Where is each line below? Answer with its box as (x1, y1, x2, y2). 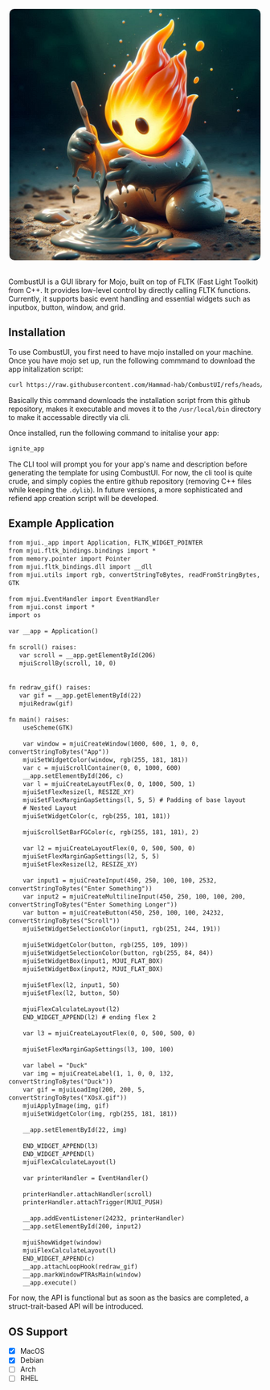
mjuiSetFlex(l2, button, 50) (22, 989, 121, 997)
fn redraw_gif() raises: (8, 684, 92, 692)
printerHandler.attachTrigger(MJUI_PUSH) (22, 1199, 163, 1207)
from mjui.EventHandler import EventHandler (8, 595, 160, 603)
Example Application (8, 516, 115, 530)
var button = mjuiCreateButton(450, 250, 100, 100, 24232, (22, 909, 225, 917)
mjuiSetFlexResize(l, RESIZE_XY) (22, 788, 135, 796)
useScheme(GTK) (22, 724, 74, 732)
